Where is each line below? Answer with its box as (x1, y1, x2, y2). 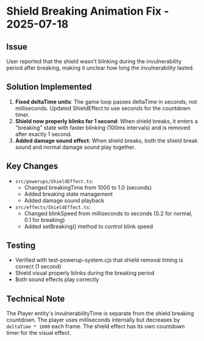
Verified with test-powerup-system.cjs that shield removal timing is (15, 256, 184, 264)
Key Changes (6, 161, 58, 171)
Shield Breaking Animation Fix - (6, 4, 169, 18)
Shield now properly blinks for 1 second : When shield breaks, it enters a (15, 117, 198, 124)
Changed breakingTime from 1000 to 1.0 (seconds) (24, 184, 152, 191)
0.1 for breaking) (24, 216, 65, 223)
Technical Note (6, 293, 65, 304)
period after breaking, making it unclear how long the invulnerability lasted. (6, 64, 194, 71)
